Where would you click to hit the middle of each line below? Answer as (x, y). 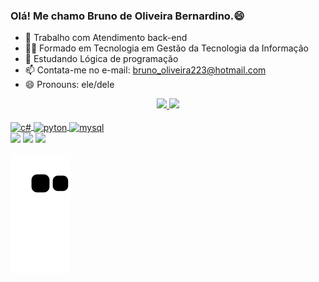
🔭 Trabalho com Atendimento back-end (106, 38)
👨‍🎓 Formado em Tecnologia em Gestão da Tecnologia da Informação (166, 48)
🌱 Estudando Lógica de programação (101, 59)
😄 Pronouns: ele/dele (69, 85)
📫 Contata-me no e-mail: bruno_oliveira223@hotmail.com (145, 70)
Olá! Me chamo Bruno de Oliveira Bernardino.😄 (127, 16)
